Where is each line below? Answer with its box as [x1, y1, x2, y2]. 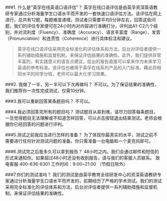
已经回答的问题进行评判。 [13, 121, 66, 127]
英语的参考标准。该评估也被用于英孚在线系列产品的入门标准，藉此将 [17, 65, 157, 71]
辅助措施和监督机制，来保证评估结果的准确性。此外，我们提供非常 [26, 52, 162, 58]
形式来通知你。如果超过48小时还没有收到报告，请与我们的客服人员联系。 [5, 155, 155, 161]
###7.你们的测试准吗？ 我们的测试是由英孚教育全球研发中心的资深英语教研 [5, 172, 158, 178]
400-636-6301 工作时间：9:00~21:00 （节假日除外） [19, 161, 128, 167]
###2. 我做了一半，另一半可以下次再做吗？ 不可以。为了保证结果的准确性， [5, 82, 160, 87]
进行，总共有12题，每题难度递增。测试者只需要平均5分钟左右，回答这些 [5, 17, 152, 22]
